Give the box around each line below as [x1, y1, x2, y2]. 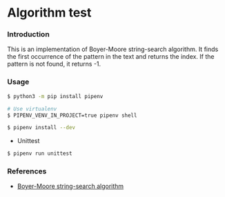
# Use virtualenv [7, 105, 57, 112]
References [7, 167, 47, 176]
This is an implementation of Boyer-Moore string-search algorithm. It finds [7, 45, 219, 53]
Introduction [7, 30, 50, 39]
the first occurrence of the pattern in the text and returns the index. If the [7, 53, 215, 61]
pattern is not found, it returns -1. [7, 60, 101, 68]
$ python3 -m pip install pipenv [7, 93, 104, 100]
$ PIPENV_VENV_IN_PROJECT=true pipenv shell [7, 112, 137, 119]
